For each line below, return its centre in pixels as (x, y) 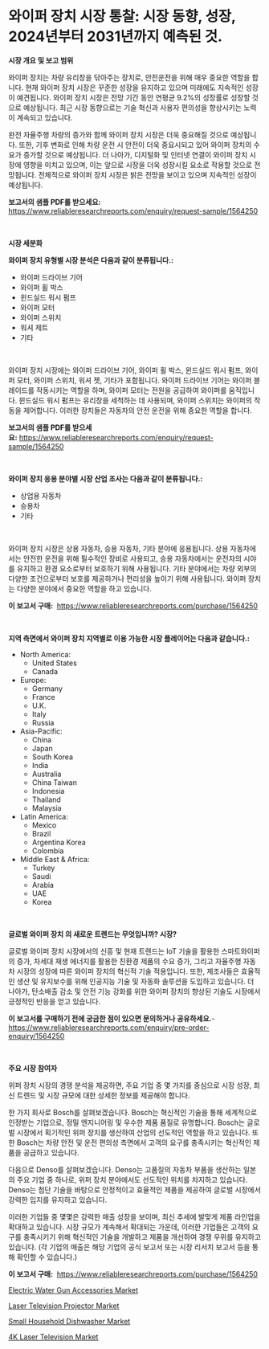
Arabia (43, 885)
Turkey (43, 868)
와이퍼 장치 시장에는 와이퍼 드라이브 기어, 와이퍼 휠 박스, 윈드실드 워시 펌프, (126, 370)
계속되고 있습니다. (45, 117)
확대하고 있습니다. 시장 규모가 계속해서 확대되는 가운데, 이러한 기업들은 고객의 (129, 1227)
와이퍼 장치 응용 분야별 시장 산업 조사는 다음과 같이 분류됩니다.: (106, 478)
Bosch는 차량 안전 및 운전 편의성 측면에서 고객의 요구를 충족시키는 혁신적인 (134, 1143)
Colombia (48, 850)
